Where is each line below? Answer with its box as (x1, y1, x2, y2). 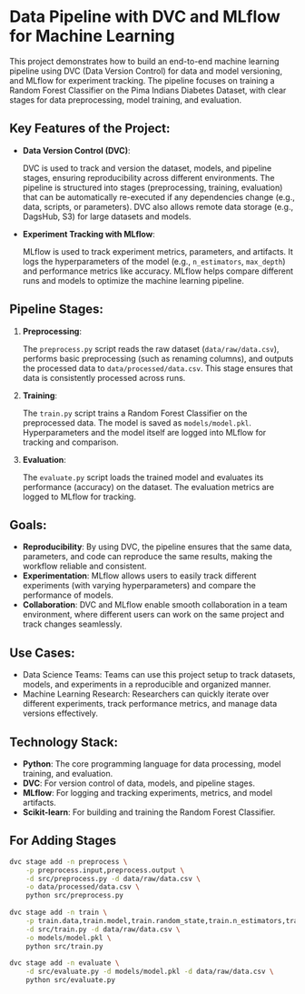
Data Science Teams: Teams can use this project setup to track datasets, (22, 669, 296, 680)
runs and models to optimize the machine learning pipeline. (22, 275, 245, 286)
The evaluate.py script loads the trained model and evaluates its (22, 471, 264, 483)
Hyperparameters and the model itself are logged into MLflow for (22, 427, 267, 437)
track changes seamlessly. (22, 618, 123, 629)
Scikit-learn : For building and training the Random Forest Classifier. (22, 807, 276, 818)
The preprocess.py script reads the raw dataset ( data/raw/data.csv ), (22, 343, 280, 354)
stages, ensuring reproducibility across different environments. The (22, 172, 275, 183)
